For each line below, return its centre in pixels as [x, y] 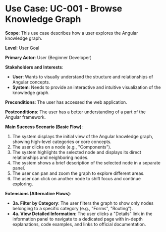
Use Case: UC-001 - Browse [64, 9]
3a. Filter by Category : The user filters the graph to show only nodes [83, 203]
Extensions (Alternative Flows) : [38, 193]
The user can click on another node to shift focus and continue [77, 178]
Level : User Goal [22, 48]
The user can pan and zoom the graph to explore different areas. [78, 173]
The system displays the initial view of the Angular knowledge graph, [83, 136]
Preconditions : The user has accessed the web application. [66, 102]
